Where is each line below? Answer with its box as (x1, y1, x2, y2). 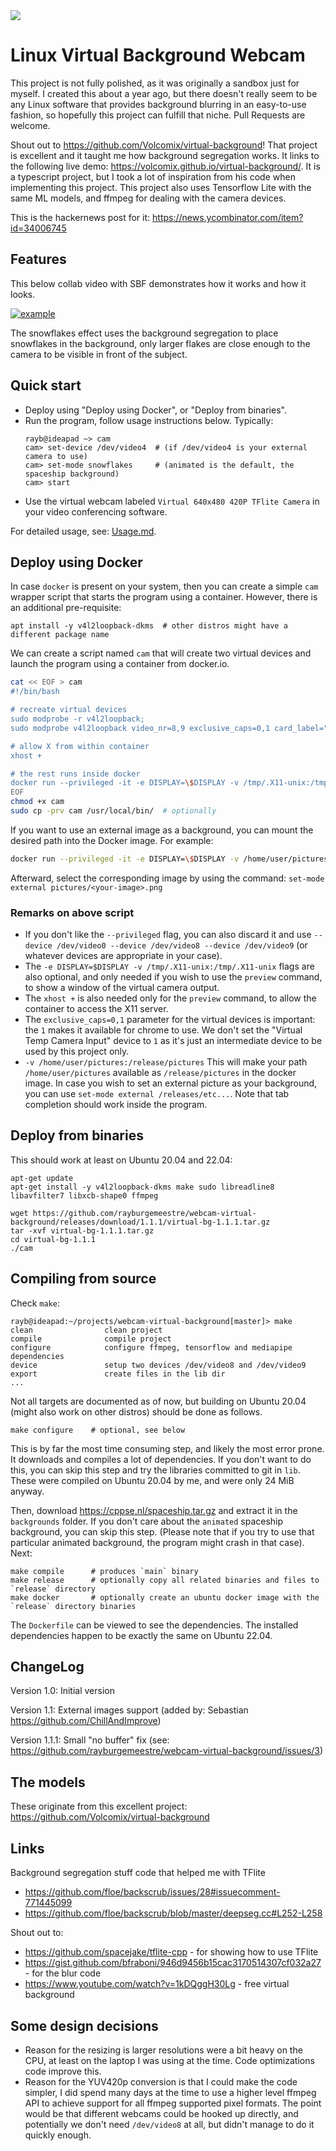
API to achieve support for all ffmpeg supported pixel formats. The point (24, 2097, 322, 2109)
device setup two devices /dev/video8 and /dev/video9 (10, 1360, 307, 1370)
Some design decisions (10, 2017, 159, 2034)
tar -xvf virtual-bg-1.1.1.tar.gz (10, 1225, 155, 1236)
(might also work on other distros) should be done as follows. (10, 1405, 263, 1418)
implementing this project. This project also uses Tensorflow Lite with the (10, 181, 312, 193)
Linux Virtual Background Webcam (10, 44, 306, 67)
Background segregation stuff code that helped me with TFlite (10, 1867, 266, 1879)
